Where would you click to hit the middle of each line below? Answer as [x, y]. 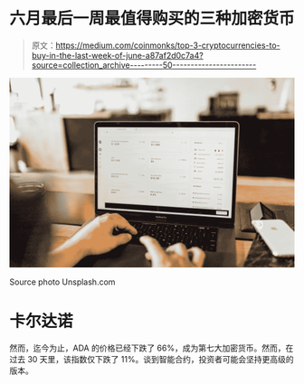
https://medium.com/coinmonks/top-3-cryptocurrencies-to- [168, 45]
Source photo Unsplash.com [62, 282]
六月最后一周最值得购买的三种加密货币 [152, 19]
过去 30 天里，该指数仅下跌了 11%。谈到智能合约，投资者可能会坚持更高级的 [152, 359]
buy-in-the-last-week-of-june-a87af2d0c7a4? [117, 55]
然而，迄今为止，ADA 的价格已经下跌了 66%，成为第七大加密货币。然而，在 [152, 348]
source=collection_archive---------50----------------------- [144, 65]
